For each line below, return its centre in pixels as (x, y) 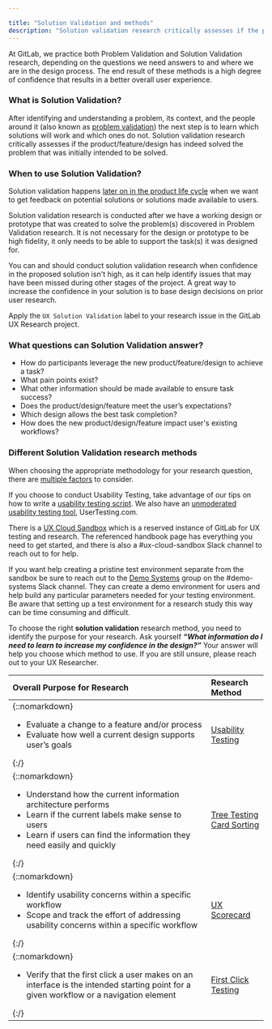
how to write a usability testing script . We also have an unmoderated (123, 503)
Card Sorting (235, 825)
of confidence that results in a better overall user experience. (110, 79)
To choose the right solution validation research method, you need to (125, 628)
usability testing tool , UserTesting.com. (73, 512)
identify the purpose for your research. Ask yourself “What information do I (136, 636)
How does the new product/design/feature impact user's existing (129, 423)
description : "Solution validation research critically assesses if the (134, 30)
